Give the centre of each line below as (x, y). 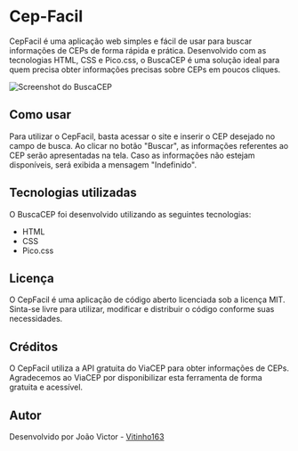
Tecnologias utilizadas (73, 193)
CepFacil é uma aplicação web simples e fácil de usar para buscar (131, 41)
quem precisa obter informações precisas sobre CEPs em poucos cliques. (145, 70)
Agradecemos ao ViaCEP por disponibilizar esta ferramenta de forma (136, 378)
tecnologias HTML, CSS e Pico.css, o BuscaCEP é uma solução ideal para (145, 60)
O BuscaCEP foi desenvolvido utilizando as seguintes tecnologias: (130, 214)
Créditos (34, 346)
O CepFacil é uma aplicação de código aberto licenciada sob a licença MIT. (147, 299)
